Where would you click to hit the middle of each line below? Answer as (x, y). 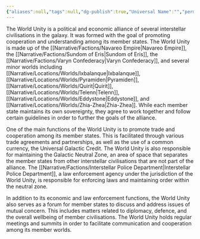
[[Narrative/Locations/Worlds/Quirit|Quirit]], (60, 86)
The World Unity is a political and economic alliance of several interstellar (96, 29)
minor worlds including (34, 67)
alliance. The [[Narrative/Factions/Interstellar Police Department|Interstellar (99, 167)
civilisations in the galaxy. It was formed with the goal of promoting (88, 35)
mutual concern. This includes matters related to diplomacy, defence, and (96, 210)
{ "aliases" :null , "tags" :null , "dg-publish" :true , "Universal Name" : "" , (94, 12)
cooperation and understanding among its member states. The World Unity (98, 41)
